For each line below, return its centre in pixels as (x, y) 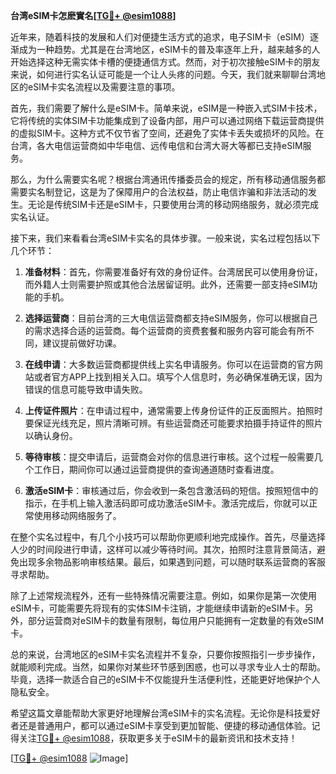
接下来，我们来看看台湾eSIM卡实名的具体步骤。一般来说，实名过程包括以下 (165, 238)
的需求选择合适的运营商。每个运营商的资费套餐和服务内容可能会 (156, 330)
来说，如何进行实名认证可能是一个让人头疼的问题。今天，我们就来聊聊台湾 (163, 74)
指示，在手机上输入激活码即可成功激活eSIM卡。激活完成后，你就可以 (167, 503)
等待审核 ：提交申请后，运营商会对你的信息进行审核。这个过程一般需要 (169, 457)
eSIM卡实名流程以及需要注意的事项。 (104, 87)
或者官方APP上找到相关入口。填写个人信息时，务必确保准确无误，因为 (178, 377)
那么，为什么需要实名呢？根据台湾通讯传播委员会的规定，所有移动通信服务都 (168, 179)
